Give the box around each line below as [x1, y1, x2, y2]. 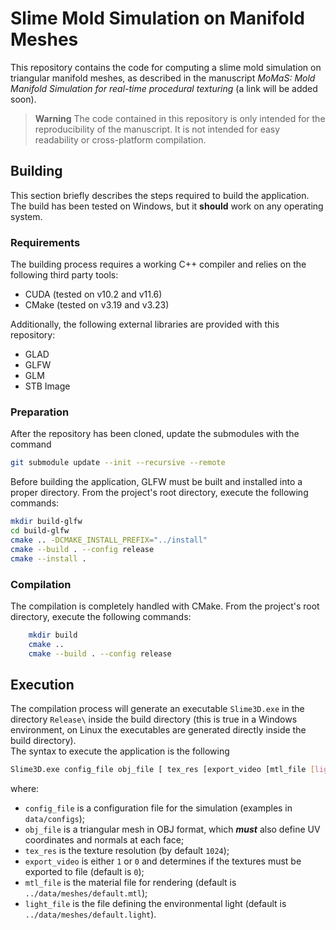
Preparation [10, 405, 70, 419]
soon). [10, 93, 37, 105]
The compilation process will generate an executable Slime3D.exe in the [10, 703, 305, 715]
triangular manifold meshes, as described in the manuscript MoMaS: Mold [10, 72, 316, 84]
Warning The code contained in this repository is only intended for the [34, 112, 326, 124]
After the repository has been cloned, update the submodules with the [10, 428, 300, 440]
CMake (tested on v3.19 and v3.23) [24, 299, 170, 311]
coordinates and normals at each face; [24, 834, 185, 846]
